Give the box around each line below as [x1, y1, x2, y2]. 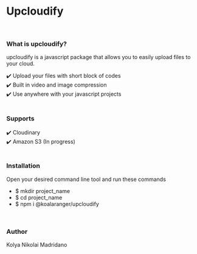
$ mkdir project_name [15, 187, 71, 194]
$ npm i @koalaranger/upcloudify [15, 200, 99, 208]
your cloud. [6, 60, 35, 68]
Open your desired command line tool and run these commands [6, 175, 166, 183]
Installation [6, 161, 41, 170]
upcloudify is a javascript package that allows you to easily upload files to [6, 54, 191, 61]
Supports [6, 115, 35, 123]
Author [6, 227, 28, 236]
